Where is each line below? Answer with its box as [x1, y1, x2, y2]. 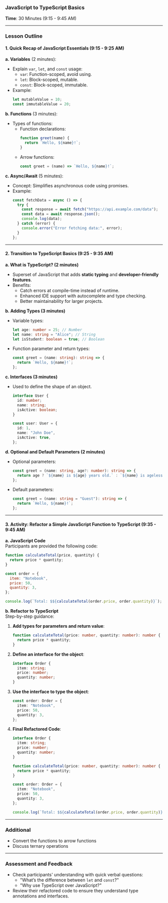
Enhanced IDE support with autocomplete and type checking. [19, 293, 146, 299]
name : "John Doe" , [17, 430, 55, 435]
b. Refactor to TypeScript [5, 608, 58, 614]
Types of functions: [12, 121, 53, 127]
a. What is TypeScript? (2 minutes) [5, 262, 79, 268]
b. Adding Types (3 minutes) [5, 308, 66, 314]
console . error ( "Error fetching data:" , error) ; [21, 225, 122, 231]
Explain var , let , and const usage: [12, 66, 82, 72]
